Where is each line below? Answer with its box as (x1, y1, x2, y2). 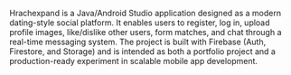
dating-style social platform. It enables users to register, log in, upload (9, 17, 270, 28)
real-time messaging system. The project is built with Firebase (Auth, (9, 36, 267, 47)
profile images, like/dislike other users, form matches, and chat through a (9, 27, 282, 37)
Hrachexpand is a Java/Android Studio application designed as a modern (9, 8, 282, 18)
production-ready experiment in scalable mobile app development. (9, 56, 258, 66)
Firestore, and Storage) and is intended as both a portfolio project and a (9, 46, 276, 57)
